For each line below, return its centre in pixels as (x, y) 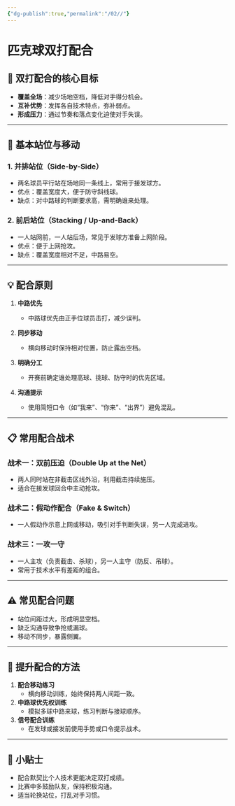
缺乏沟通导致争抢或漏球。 (54, 628)
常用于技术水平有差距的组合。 (60, 570)
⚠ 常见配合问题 (41, 601)
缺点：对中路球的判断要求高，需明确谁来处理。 (85, 201)
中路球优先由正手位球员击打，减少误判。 (86, 318)
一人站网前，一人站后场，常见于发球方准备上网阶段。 (94, 237)
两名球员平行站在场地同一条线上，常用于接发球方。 (91, 183)
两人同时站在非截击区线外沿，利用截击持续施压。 (88, 479)
